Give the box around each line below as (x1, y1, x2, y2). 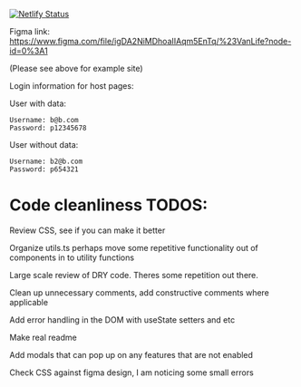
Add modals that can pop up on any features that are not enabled (9, 349, 254, 360)
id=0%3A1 (9, 45, 48, 56)
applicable (9, 296, 48, 307)
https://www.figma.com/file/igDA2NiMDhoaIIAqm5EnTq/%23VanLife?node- (9, 36, 292, 46)
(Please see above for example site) (9, 63, 143, 73)
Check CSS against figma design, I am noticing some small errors (9, 367, 254, 378)
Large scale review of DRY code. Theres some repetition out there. (9, 269, 258, 280)
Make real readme (9, 332, 77, 343)
